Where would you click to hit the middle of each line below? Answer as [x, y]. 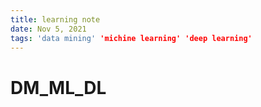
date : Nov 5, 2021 [48, 29]
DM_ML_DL [58, 87]
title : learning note [55, 19]
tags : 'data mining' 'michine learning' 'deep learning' [131, 38]
